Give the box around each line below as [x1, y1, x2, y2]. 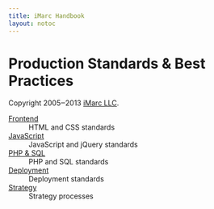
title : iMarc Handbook [8, 11, 85, 20]
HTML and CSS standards [28, 122, 115, 132]
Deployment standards [28, 174, 105, 184]
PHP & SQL [8, 148, 46, 158]
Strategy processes [28, 191, 94, 201]
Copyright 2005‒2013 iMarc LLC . [8, 98, 120, 108]
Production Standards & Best [8, 54, 206, 73]
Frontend [8, 114, 39, 124]
